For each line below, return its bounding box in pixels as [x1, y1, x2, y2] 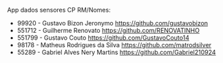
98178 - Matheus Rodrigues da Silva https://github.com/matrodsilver [17, 41, 212, 49]
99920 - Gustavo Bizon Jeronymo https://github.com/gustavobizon [17, 19, 209, 27]
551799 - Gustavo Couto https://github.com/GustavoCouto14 [17, 34, 189, 42]
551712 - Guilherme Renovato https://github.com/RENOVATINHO [17, 27, 200, 34]
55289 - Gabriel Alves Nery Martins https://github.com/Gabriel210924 [17, 48, 216, 56]
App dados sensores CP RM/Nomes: [7, 6, 111, 14]
